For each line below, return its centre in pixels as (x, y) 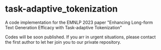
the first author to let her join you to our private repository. (63, 42)
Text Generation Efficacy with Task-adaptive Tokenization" (64, 27)
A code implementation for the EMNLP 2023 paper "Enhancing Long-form (79, 22)
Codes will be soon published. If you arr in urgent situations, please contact (80, 37)
